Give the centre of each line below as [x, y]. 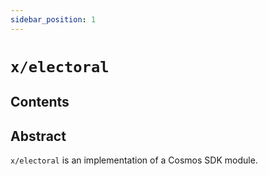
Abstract [38, 136]
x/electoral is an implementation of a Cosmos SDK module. [134, 160]
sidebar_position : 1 [53, 19]
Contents [40, 102]
